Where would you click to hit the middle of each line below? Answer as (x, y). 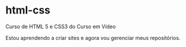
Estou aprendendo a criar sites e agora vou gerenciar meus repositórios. (93, 38)
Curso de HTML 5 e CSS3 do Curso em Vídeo (61, 26)
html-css (28, 10)
